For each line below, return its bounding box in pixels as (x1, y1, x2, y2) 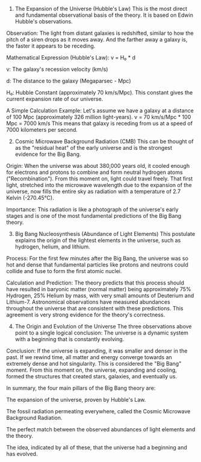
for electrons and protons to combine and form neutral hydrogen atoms (6, 168, 183, 176)
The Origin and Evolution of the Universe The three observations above (14, 323, 192, 330)
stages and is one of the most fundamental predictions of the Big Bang (6, 212, 182, 219)
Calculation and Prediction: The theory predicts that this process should (6, 279, 185, 286)
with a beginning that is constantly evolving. (14, 336, 125, 342)
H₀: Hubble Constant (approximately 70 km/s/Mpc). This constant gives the (6, 89, 193, 96)
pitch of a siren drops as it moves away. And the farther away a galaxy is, (6, 36, 188, 43)
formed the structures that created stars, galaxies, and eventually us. (6, 373, 178, 380)
